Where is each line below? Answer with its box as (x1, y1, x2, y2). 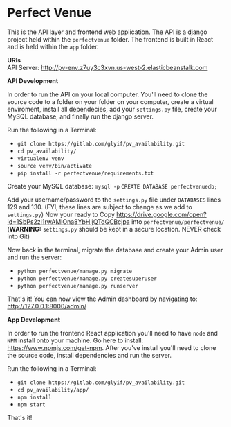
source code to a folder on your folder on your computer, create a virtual (7, 97, 214, 105)
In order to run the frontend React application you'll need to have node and (7, 329, 218, 337)
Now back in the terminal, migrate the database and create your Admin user (7, 245, 223, 254)
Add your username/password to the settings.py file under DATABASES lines (7, 195, 221, 204)
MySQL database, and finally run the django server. (7, 112, 154, 121)
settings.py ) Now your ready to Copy (7, 210, 115, 218)
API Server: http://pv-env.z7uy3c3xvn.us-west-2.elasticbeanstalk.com (7, 63, 208, 71)
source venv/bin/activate (17, 162, 92, 169)
